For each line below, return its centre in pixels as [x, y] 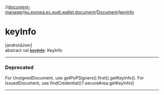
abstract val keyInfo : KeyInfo [34, 50]
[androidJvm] [19, 45]
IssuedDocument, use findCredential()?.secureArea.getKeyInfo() [70, 83]
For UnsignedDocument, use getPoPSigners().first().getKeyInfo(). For [74, 78]
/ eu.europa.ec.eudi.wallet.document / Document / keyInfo [78, 12]
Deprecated [20, 67]
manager [14, 12]
